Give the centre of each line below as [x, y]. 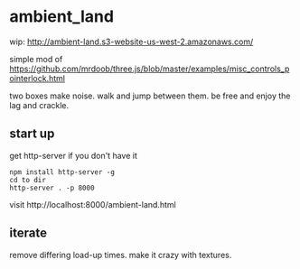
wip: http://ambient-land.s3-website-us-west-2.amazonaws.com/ [131, 42]
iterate [28, 233]
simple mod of [36, 59]
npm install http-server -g [62, 172]
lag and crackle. [39, 105]
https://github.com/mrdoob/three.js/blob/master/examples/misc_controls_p [150, 69]
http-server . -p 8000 [52, 188]
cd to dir [28, 180]
